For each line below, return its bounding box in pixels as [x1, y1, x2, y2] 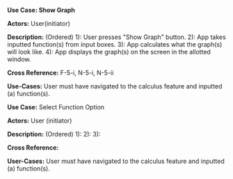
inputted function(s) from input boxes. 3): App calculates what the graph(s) [7, 40, 223, 48]
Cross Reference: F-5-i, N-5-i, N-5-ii [7, 69, 114, 77]
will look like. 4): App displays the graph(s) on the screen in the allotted [7, 48, 211, 56]
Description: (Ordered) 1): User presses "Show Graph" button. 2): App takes [7, 33, 226, 41]
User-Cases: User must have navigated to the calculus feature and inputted [7, 157, 225, 165]
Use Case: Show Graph [7, 6, 75, 14]
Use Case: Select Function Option [7, 103, 105, 111]
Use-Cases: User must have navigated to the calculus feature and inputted [7, 82, 223, 90]
